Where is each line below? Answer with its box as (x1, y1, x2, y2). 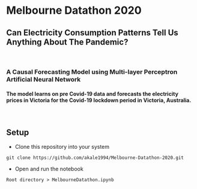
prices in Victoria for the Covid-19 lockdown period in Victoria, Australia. (6, 97, 192, 104)
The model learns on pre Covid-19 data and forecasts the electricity (6, 90, 179, 97)
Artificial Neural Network (6, 75, 81, 83)
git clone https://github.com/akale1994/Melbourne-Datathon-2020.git (6, 154, 184, 161)
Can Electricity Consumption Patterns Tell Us (6, 28, 178, 38)
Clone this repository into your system (14, 143, 110, 150)
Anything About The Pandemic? (6, 37, 129, 47)
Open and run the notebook (14, 165, 84, 172)
